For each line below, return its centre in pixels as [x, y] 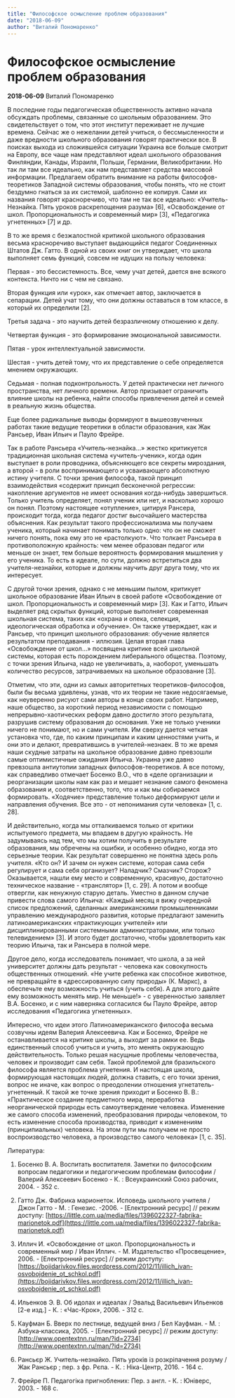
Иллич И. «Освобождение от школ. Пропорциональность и [106, 1244]
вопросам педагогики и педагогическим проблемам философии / [116, 1172]
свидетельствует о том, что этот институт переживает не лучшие [106, 125]
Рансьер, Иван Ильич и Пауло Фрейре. [66, 434]
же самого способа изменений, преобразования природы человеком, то [117, 1115]
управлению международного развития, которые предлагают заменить [116, 915]
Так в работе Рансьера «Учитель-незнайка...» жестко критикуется [107, 448]
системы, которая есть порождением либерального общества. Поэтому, [117, 656]
